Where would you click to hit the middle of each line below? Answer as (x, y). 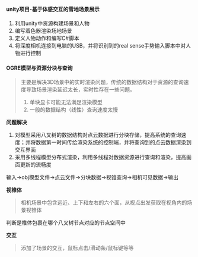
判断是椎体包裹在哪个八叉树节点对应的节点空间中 (66, 222)
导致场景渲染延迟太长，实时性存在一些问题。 (80, 90)
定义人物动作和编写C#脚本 (47, 38)
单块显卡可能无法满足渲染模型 (66, 102)
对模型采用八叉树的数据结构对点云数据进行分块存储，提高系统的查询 (98, 135)
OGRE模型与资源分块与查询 (39, 68)
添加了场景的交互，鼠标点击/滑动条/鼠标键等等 (77, 248)
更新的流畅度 (36, 165)
